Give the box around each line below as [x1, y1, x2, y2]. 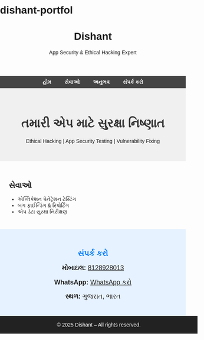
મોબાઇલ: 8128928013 [61, 264, 124, 272]
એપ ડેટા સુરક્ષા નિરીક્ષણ [17, 209, 67, 215]
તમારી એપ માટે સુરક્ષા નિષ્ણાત [21, 116, 165, 130]
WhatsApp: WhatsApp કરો [54, 278, 132, 286]
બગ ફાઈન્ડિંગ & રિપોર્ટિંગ [17, 202, 70, 209]
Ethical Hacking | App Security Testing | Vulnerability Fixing [25, 138, 160, 145]
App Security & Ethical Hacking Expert [49, 49, 137, 56]
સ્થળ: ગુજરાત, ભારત [65, 292, 121, 300]
